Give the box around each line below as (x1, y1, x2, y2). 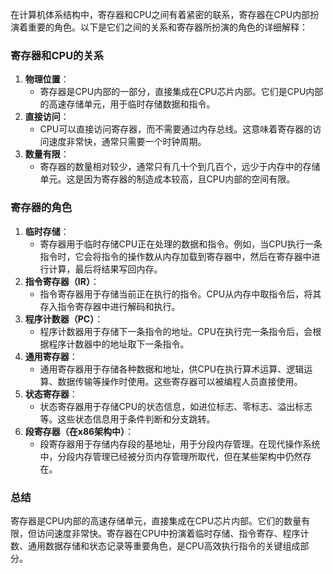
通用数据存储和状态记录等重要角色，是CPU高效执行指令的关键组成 (27, 539, 301, 552)
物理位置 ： (24, 73, 70, 85)
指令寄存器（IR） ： (24, 275, 100, 287)
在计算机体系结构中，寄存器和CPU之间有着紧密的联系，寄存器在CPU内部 (10, 9, 311, 20)
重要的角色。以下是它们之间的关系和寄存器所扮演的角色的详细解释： (27, 21, 308, 33)
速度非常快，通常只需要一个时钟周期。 (48, 136, 207, 148)
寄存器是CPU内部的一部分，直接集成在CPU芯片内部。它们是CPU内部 (39, 86, 324, 98)
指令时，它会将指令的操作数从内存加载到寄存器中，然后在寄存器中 (39, 250, 312, 262)
